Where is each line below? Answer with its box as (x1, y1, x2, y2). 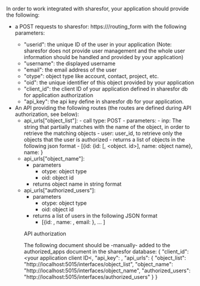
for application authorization (23, 92, 94, 99)
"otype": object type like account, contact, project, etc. (23, 73, 159, 79)
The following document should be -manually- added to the (23, 242, 171, 248)
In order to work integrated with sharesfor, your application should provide (6, 5, 189, 12)
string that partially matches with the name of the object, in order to (23, 124, 190, 130)
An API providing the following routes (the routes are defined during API (14, 104, 192, 111)
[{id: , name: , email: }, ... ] (41, 219, 106, 226)
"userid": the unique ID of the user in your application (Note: (23, 41, 172, 48)
